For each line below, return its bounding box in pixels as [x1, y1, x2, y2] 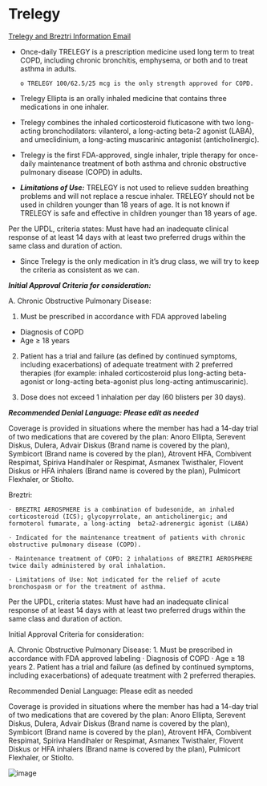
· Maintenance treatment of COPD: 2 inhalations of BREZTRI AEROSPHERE [8, 554, 253, 562]
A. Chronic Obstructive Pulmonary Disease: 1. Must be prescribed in [8, 645, 233, 654]
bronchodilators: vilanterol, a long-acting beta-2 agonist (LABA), [42, 126, 255, 136]
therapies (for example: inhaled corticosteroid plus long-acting [19, 368, 227, 378]
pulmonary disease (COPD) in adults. [19, 167, 143, 176]
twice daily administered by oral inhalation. [8, 561, 167, 569]
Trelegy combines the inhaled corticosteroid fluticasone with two [19, 117, 235, 127]
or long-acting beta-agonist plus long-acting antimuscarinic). [47, 376, 249, 386]
